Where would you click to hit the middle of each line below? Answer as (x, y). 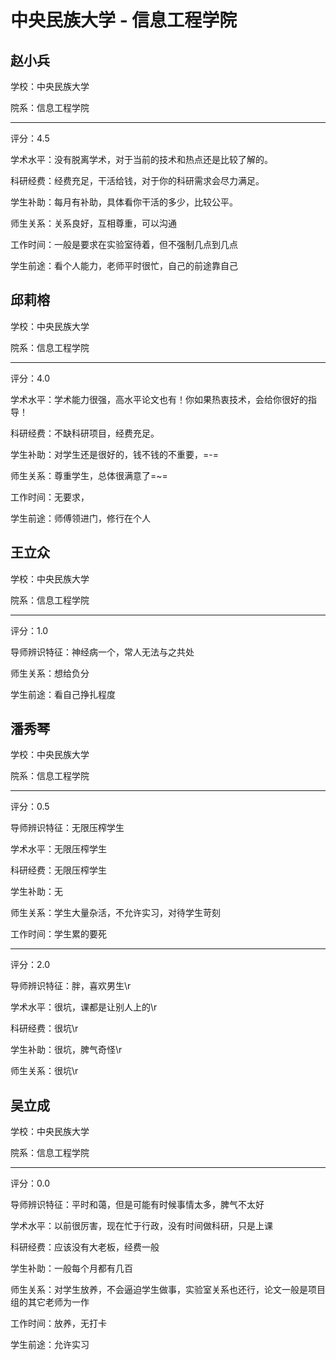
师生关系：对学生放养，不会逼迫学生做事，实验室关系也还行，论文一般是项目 (168, 1290)
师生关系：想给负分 (50, 673)
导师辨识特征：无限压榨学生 (67, 828)
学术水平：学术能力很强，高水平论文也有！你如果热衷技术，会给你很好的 (159, 399)
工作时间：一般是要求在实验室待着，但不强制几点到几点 (124, 244)
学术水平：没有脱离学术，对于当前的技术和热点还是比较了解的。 (141, 159)
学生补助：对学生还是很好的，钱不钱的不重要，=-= (114, 454)
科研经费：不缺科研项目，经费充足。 (85, 433)
